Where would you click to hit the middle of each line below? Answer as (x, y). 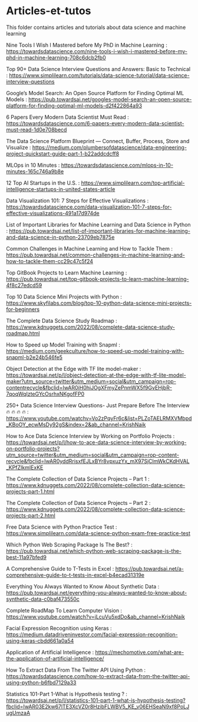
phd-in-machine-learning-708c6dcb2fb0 (56, 57)
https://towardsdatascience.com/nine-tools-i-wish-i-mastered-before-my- (97, 51)
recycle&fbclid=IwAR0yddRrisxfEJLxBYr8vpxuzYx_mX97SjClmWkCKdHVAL (98, 461)
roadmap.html (23, 333)
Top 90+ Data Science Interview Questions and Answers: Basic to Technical (98, 69)
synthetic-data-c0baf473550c (43, 599)
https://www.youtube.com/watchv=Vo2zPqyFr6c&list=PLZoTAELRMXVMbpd (99, 418)
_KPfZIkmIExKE (25, 467)
